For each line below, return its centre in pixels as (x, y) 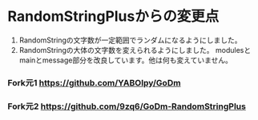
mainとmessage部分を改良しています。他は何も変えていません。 (126, 60)
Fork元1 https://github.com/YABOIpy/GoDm (94, 82)
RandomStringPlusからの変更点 (113, 16)
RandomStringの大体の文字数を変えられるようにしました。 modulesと (135, 50)
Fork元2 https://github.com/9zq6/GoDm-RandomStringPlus (127, 106)
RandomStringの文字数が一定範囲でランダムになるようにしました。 (130, 40)
